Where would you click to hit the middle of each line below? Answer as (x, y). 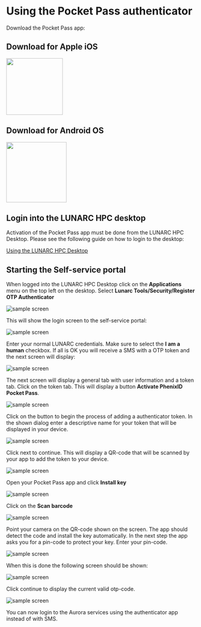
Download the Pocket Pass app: (46, 28)
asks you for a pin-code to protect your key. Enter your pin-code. (87, 542)
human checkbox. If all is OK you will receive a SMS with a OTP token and (98, 350)
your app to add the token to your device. (57, 459)
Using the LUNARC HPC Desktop (47, 251)
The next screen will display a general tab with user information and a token (100, 380)
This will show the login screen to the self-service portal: (77, 321)
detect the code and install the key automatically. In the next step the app (97, 536)
